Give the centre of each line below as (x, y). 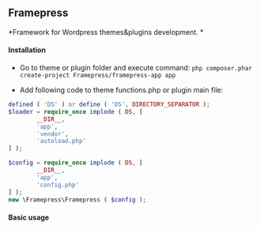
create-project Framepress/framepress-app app (98, 75)
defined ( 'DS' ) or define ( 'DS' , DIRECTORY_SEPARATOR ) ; (109, 105)
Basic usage (29, 217)
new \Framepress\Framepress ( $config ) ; (77, 200)
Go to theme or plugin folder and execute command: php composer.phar (136, 68)
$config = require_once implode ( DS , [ (76, 163)
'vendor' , (53, 134)
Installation (27, 50)
